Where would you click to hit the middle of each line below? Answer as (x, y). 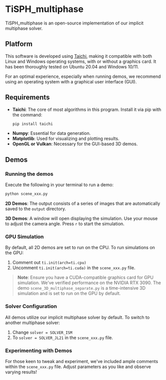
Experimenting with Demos (39, 351)
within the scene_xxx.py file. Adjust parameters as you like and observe (78, 367)
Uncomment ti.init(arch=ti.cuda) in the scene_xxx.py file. (74, 268)
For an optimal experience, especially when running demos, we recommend (83, 76)
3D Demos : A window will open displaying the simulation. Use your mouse (82, 218)
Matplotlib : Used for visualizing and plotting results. (66, 139)
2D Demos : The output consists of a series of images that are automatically (83, 203)
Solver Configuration (31, 307)
